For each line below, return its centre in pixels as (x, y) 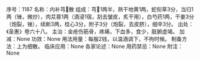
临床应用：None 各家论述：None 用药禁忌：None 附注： (113, 46)
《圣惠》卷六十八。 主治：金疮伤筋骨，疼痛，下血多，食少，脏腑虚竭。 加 (96, 31)
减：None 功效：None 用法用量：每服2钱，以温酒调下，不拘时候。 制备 (94, 39)
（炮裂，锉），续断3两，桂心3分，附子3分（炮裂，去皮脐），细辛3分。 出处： (100, 24)
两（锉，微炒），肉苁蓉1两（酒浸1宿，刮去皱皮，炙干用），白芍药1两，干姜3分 (100, 17)
